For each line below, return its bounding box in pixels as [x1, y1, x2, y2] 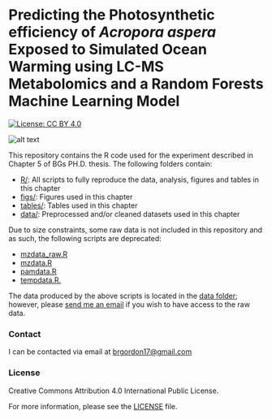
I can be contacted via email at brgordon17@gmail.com [8, 347, 192, 356]
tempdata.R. [19, 274, 62, 285]
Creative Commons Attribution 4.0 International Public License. [8, 386, 219, 395]
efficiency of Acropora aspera [8, 23, 217, 41]
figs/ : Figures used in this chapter [19, 192, 133, 201]
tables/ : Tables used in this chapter [19, 201, 138, 210]
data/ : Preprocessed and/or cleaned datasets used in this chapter [19, 209, 240, 218]
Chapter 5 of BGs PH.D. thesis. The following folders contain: [8, 158, 213, 168]
